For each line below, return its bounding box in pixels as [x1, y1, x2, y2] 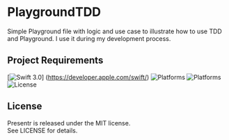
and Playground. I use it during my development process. [7, 34, 171, 42]
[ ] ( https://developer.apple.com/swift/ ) [7, 73, 150, 81]
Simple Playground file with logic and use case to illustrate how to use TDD [7, 27, 223, 35]
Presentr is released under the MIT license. [7, 119, 131, 127]
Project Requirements [7, 55, 104, 67]
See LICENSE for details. [7, 126, 78, 134]
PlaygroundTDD [7, 4, 102, 20]
